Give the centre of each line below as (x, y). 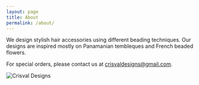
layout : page (22, 12)
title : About (22, 17)
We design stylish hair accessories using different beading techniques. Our (99, 40)
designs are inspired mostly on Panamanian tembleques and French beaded (100, 46)
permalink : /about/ (30, 23)
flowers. (16, 53)
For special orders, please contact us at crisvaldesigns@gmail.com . (89, 64)
